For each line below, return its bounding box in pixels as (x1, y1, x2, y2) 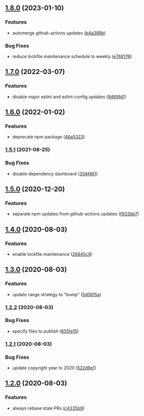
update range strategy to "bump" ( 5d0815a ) (12, 291, 102, 297)
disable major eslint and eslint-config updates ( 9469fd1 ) (12, 94, 127, 100)
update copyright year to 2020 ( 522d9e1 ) (12, 365, 97, 371)
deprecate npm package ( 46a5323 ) (12, 134, 85, 140)
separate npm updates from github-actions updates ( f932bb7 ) (12, 211, 140, 217)
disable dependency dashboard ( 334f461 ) (12, 171, 98, 176)
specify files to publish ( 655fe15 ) (12, 328, 79, 334)
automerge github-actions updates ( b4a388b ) (12, 30, 106, 36)
